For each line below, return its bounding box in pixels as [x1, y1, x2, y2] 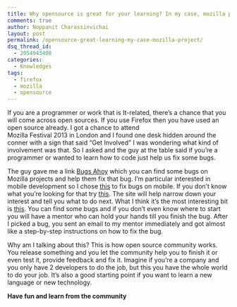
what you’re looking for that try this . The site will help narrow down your [7, 190, 217, 198]
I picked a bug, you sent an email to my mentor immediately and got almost [7, 219, 226, 228]
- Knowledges [13, 63, 52, 70]
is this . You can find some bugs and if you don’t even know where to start [7, 205, 221, 213]
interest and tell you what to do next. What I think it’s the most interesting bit [7, 197, 228, 205]
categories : [7, 56, 42, 64]
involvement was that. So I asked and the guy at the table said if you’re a [7, 146, 218, 155]
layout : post [7, 30, 46, 37]
